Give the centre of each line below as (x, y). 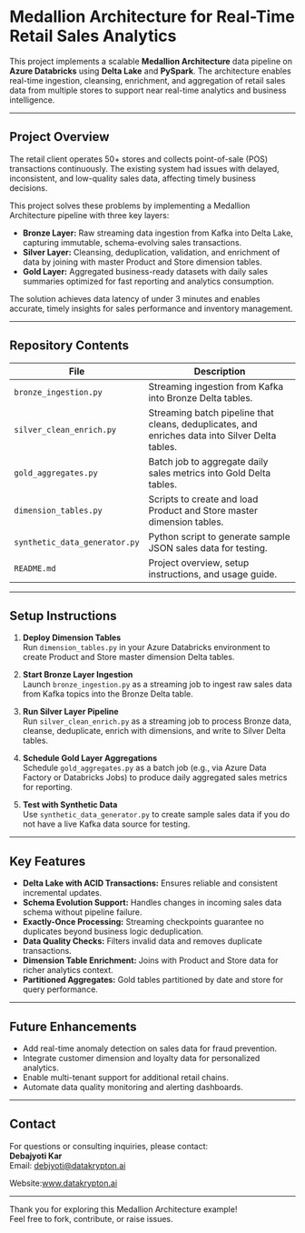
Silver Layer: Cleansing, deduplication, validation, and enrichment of (151, 252)
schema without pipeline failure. (82, 912)
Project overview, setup (199, 563)
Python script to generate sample (219, 536)
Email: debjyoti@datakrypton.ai (68, 1165)
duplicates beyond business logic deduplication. (113, 932)
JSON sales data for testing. (208, 547)
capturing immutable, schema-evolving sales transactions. (132, 242)
